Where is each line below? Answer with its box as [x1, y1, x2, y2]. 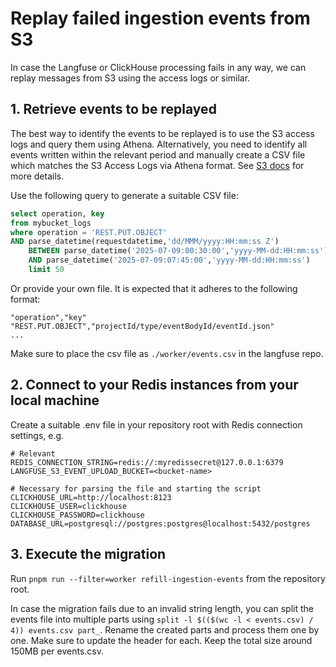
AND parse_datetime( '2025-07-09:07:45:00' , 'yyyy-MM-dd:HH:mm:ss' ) [28, 255, 311, 266]
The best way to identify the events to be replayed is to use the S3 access [10, 127, 315, 139]
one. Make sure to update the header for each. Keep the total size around [10, 634, 313, 646]
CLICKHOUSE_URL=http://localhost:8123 [10, 492, 172, 502]
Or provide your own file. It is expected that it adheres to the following [10, 282, 298, 294]
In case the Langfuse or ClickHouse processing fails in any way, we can [10, 61, 307, 73]
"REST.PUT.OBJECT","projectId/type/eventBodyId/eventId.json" [10, 321, 275, 331]
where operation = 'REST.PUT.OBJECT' [10, 227, 168, 237]
